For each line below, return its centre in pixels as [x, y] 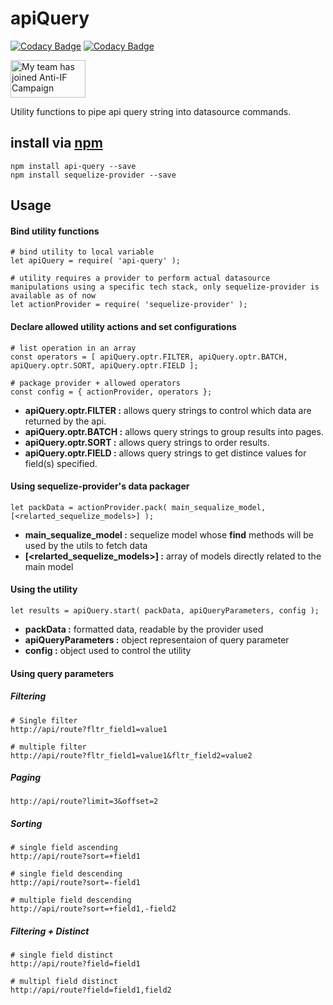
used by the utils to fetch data [86, 545]
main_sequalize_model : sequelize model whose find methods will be [169, 534]
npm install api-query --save [73, 166]
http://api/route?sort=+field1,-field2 [93, 909]
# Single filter [44, 720]
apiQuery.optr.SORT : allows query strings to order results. [147, 442]
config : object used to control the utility [108, 650]
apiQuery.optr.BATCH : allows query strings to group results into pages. [174, 431]
